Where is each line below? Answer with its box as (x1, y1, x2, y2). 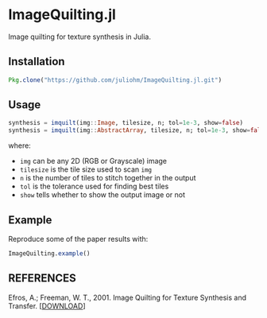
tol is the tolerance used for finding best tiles (19, 181, 169, 192)
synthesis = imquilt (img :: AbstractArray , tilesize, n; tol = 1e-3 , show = (8, 126, 250, 134)
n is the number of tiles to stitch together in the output (19, 173, 196, 183)
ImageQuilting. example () (8, 250, 91, 258)
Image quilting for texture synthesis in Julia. (8, 32, 151, 41)
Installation (8, 55, 65, 68)
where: (8, 141, 32, 150)
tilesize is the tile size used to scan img (19, 165, 153, 174)
